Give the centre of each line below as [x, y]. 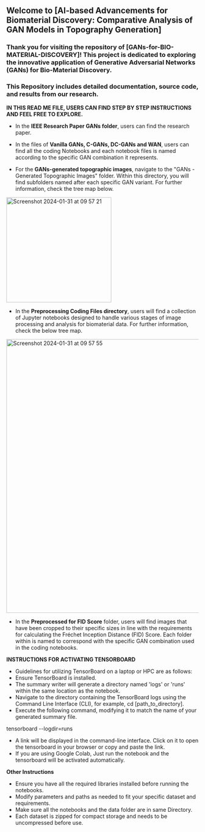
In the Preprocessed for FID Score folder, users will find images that [101, 622]
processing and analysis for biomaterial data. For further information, [102, 324]
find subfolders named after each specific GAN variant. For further [99, 182]
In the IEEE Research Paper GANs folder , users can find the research [102, 126]
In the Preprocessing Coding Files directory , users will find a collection [106, 311]
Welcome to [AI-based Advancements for [87, 11]
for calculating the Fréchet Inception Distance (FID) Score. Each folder [103, 634]
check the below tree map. [49, 330]
